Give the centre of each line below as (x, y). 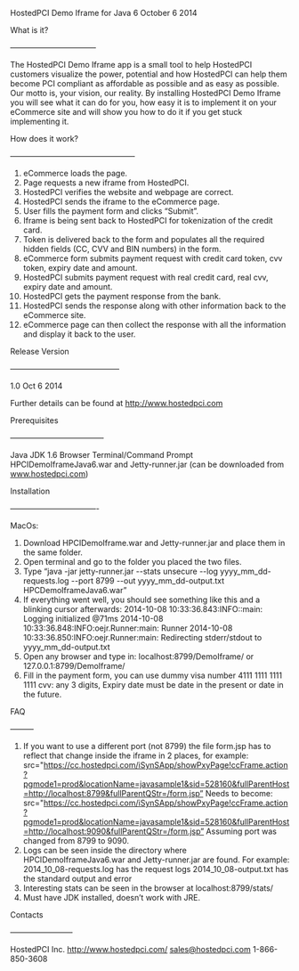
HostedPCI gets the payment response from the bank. (122, 296)
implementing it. (40, 121)
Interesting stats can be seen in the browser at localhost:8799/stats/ (148, 888)
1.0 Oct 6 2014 (36, 386)
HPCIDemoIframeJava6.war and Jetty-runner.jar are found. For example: (156, 860)
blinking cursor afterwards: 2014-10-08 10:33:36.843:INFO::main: (143, 609)
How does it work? (44, 139)
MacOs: (24, 526)
